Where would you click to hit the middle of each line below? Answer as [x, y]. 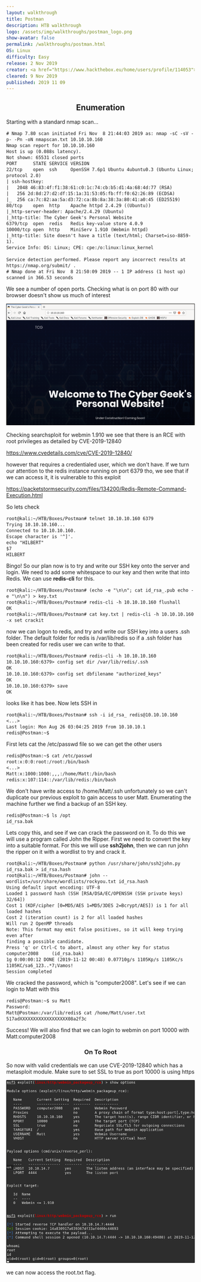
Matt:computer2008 [31, 1036]
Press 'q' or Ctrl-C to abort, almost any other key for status [88, 948]
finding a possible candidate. [45, 942]
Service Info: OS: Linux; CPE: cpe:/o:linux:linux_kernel [80, 248]
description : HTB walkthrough [44, 25]
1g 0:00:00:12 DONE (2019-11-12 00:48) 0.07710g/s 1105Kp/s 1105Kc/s [95, 960]
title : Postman [25, 19]
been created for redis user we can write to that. [66, 644]
